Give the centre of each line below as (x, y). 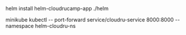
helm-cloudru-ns (55, 26)
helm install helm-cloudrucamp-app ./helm (57, 8)
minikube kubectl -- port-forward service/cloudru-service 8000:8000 (90, 20)
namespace (20, 26)
